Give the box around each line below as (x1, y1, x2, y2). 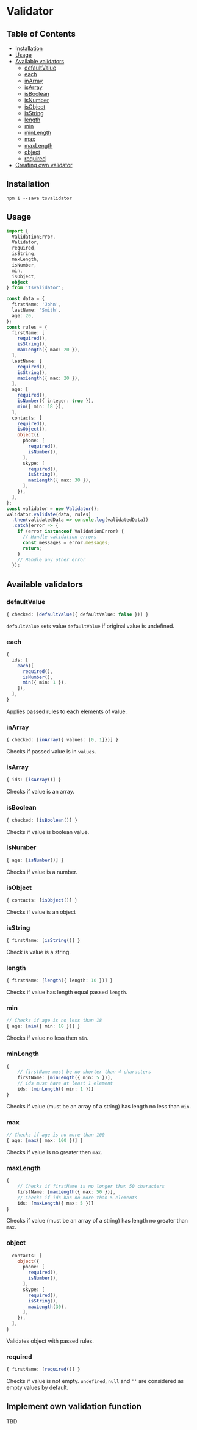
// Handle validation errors (22, 534, 97, 540)
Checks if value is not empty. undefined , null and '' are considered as (6, 1378, 184, 1385)
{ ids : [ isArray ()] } (6, 777, 62, 783)
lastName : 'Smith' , (12, 307, 62, 313)
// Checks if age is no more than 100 (6, 1132, 105, 1138)
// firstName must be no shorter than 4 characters (17, 1069, 151, 1075)
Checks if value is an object (6, 908, 76, 916)
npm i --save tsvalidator (6, 195, 72, 201)
